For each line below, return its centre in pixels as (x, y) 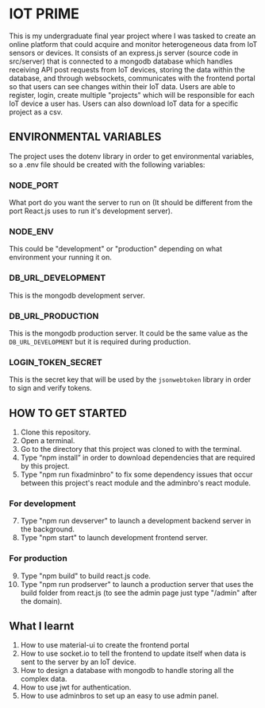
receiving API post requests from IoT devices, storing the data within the (127, 69)
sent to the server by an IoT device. (78, 662)
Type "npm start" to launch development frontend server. (114, 538)
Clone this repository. (56, 432)
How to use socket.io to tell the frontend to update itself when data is (133, 654)
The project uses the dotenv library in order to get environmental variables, (132, 156)
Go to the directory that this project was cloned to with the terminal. (131, 449)
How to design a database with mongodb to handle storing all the (127, 671)
